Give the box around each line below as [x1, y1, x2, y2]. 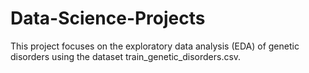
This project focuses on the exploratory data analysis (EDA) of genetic [10, 40, 300, 52]
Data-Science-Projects [10, 7, 206, 30]
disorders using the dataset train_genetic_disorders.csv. [10, 50, 242, 62]
